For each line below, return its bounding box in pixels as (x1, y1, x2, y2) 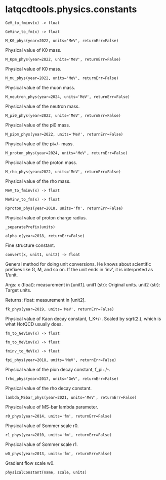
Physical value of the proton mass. (5, 159, 77, 166)
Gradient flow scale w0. (5, 460, 55, 466)
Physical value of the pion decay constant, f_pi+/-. (5, 366, 110, 372)
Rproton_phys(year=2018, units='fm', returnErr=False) (5, 206, 123, 211)
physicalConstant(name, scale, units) (5, 470, 87, 475)
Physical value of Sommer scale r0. (5, 423, 79, 429)
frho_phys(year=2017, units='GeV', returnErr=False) (5, 376, 119, 381)
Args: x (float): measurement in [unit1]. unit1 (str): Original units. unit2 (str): (5, 281, 160, 287)
